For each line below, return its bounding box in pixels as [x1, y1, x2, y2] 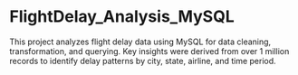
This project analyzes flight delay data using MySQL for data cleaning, [9, 36, 272, 47]
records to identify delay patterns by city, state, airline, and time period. [9, 55, 276, 66]
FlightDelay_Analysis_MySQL [9, 6, 235, 27]
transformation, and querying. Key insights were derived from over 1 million [9, 45, 290, 56]
